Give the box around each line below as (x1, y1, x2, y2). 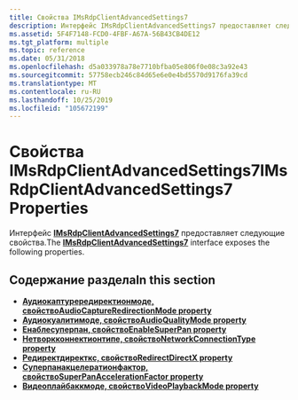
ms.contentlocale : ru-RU (9, 87, 101, 96)
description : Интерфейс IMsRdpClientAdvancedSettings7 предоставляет (9, 21, 272, 30)
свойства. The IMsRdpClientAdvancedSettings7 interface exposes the (9, 237, 271, 248)
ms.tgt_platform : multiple (9, 37, 109, 47)
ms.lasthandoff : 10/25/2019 (9, 95, 114, 105)
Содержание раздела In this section (9, 272, 216, 287)
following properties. (9, 247, 85, 257)
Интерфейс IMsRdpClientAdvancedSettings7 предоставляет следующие (9, 228, 286, 239)
